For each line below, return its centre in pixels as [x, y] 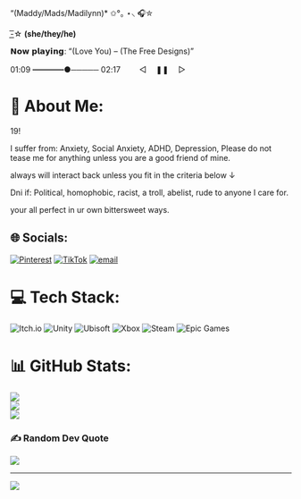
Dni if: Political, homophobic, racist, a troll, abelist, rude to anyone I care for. [150, 192]
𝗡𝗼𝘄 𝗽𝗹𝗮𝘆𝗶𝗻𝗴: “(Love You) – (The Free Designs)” [102, 51]
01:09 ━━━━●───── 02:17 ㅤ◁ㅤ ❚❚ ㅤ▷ [98, 69]
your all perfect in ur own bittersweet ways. [90, 209]
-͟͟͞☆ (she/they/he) [43, 34]
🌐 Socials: [39, 238]
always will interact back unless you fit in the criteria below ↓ [123, 175]
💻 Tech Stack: [65, 297]
